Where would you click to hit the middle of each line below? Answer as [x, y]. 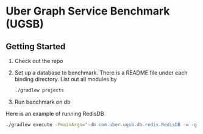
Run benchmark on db [42, 102]
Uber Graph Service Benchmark [88, 11]
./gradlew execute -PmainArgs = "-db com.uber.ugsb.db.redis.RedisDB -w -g [101, 125]
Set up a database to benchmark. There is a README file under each [101, 73]
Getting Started [36, 46]
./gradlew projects [39, 90]
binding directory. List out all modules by [66, 79]
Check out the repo [39, 61]
